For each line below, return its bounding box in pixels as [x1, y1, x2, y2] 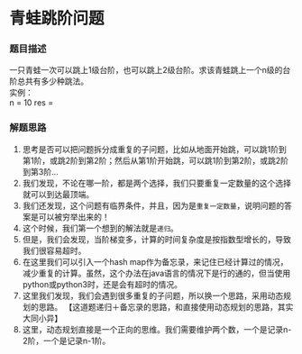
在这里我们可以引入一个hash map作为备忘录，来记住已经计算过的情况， [22, 256, 288, 267]
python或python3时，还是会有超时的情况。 [22, 278, 183, 289]
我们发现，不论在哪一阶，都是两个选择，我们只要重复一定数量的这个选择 [22, 177, 291, 188]
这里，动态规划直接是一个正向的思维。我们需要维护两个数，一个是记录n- [22, 323, 292, 334]
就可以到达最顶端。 [22, 188, 95, 199]
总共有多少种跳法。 [16, 76, 88, 86]
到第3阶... [22, 166, 59, 177]
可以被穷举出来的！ [38, 211, 110, 222]
